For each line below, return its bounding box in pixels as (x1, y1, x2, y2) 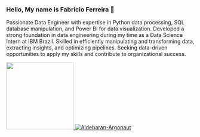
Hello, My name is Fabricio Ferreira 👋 (6, 5, 115, 14)
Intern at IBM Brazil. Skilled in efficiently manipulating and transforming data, (6, 38, 195, 45)
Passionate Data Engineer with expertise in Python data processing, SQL (6, 19, 185, 26)
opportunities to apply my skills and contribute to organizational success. (6, 51, 186, 58)
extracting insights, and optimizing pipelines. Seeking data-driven (6, 44, 168, 51)
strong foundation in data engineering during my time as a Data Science (6, 32, 183, 39)
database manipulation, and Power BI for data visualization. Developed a (6, 25, 184, 32)
